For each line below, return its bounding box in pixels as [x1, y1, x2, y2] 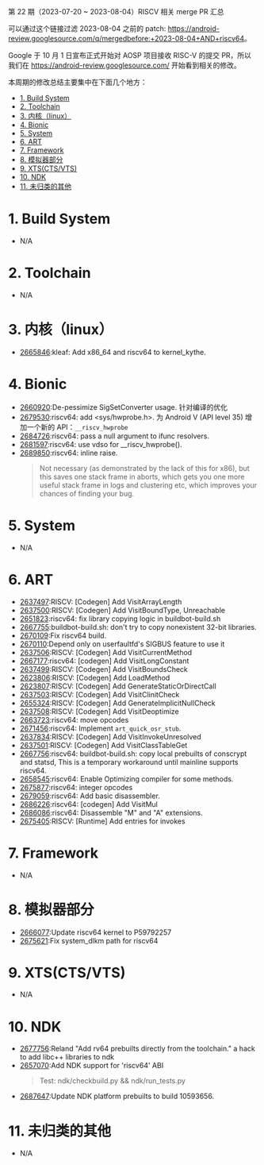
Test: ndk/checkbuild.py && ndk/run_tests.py [39, 1076, 186, 1086]
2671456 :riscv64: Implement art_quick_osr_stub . [19, 723, 182, 733]
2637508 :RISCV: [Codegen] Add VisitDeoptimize [19, 706, 180, 716]
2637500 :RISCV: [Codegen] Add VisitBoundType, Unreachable [19, 605, 226, 615]
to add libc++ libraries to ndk [19, 1052, 115, 1062]
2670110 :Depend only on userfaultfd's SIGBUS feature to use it [19, 638, 225, 649]
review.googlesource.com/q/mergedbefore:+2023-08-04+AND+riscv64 [8, 34, 245, 43]
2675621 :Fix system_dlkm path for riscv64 [19, 935, 159, 945]
